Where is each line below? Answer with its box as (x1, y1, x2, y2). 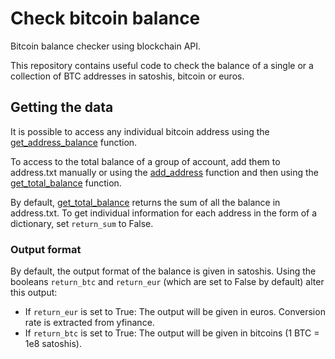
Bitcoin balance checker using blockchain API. (10, 40, 202, 52)
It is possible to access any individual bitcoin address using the (10, 125, 270, 137)
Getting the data (10, 99, 114, 116)
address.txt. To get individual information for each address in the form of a (10, 207, 318, 219)
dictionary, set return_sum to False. (10, 217, 154, 229)
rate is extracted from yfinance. (24, 317, 155, 329)
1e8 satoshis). (24, 338, 82, 350)
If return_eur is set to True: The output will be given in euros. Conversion (24, 306, 326, 318)
